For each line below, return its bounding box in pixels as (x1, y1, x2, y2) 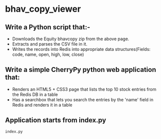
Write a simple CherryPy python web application (5, 66, 157, 74)
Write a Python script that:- (5, 23, 91, 31)
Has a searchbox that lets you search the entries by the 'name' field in (12, 96, 154, 102)
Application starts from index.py (5, 116, 106, 124)
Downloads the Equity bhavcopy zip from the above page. (12, 36, 130, 42)
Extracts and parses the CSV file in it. (12, 41, 88, 47)
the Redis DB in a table (12, 92, 58, 97)
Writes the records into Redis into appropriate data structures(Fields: (12, 46, 151, 52)
